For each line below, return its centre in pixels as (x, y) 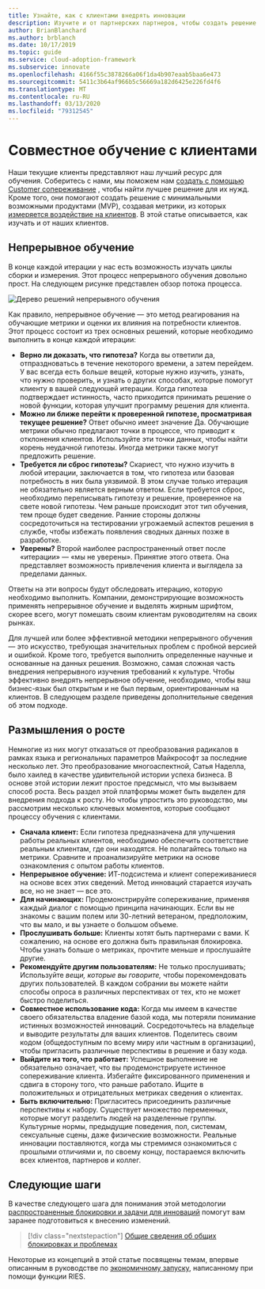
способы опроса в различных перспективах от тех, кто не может (130, 991)
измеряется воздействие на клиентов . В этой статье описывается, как (128, 214)
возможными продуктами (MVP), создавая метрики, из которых (117, 206)
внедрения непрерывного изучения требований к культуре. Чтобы (121, 671)
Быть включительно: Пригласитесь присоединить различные (125, 1101)
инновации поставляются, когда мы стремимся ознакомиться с (128, 1143)
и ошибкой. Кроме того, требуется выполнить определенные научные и (131, 655)
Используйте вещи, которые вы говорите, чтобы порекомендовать (133, 975)
